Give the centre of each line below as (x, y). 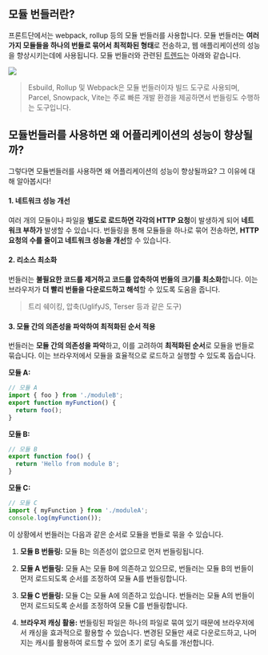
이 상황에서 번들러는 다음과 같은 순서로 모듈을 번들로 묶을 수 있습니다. (116, 534)
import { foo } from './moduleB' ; (66, 395)
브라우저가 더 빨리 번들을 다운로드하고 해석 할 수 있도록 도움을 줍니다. (114, 289)
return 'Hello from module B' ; (68, 464)
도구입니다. (54, 107)
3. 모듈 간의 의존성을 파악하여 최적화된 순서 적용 (82, 326)
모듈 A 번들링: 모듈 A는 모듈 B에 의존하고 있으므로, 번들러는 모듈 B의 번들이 (137, 568)
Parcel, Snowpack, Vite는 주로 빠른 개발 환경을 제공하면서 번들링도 (133, 97)
